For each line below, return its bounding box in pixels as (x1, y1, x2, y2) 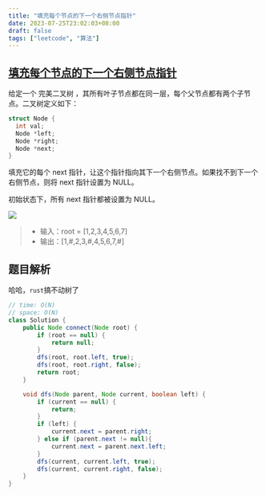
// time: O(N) (8, 302, 56, 310)
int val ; (15, 122, 45, 130)
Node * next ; (15, 144, 56, 152)
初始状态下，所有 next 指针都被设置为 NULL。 (8, 194, 160, 205)
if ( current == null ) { (37, 398, 116, 406)
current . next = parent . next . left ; (50, 442, 167, 450)
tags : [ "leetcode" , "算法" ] (8, 34, 100, 43)
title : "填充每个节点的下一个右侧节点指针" (8, 11, 136, 20)
